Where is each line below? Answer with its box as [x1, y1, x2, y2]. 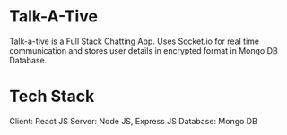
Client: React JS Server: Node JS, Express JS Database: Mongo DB [9, 115, 258, 126]
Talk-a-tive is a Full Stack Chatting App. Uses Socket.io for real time [9, 36, 260, 46]
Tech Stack [9, 87, 95, 106]
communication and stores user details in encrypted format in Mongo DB [9, 45, 278, 55]
